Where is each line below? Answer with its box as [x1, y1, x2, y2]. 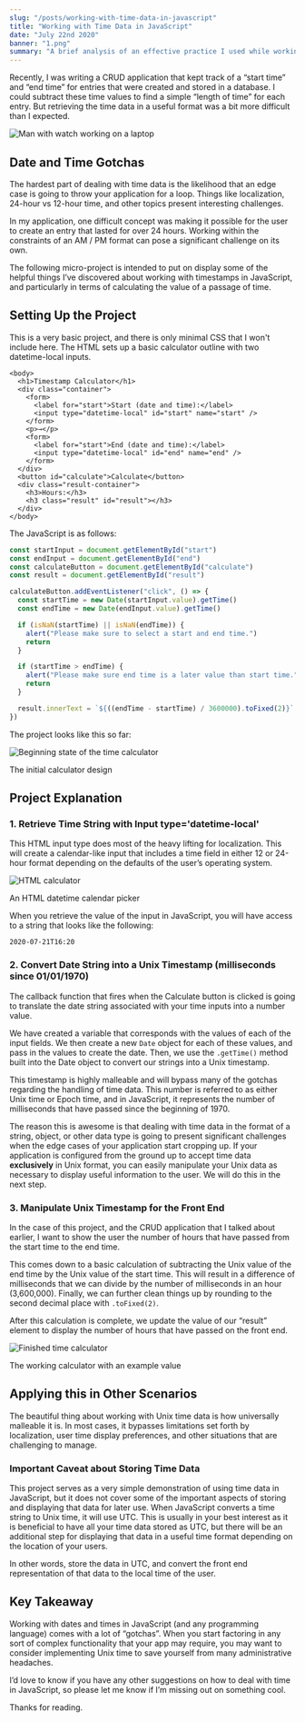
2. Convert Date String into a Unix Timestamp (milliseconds [9, 959, 277, 971]
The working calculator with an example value [9, 1359, 182, 1370]
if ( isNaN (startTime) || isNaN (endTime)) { [17, 620, 184, 630]
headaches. [9, 1657, 54, 1667]
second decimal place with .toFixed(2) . [9, 1297, 159, 1309]
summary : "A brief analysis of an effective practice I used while [9, 47, 271, 56]
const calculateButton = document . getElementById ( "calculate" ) [9, 562, 254, 572]
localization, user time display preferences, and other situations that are [9, 1429, 278, 1440]
